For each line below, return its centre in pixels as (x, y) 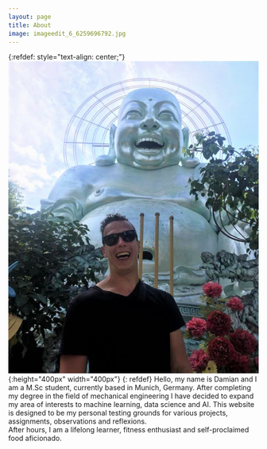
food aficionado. (35, 438)
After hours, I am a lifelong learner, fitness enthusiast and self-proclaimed (129, 429)
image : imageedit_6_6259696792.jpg (67, 33)
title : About (30, 25)
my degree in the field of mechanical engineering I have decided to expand (131, 396)
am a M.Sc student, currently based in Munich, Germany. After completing (130, 387)
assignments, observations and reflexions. (77, 421)
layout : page (30, 17)
